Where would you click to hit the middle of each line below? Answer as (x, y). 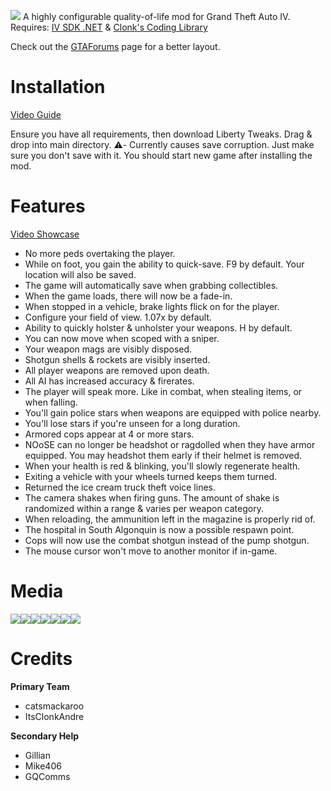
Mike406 (43, 766)
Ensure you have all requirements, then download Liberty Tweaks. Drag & (161, 134)
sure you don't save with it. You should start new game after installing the (161, 155)
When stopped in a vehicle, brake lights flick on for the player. (152, 306)
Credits (41, 659)
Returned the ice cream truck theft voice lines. (120, 487)
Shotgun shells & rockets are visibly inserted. (117, 359)
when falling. (51, 402)
